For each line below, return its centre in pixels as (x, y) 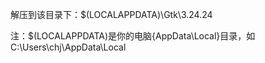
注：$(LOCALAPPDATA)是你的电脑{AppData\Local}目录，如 (133, 36)
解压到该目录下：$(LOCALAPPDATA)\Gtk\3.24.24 (111, 14)
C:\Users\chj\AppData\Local (68, 47)
